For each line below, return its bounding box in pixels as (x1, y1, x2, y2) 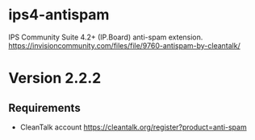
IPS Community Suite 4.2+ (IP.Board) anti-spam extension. (8, 32, 203, 42)
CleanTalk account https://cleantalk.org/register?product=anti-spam (19, 122, 248, 132)
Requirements (8, 101, 81, 114)
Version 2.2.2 (8, 69, 102, 88)
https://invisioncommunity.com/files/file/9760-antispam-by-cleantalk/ (8, 40, 240, 50)
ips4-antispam (8, 6, 110, 24)
